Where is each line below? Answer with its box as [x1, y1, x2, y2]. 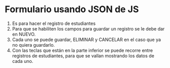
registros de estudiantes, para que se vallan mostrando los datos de [12, 52, 154, 59]
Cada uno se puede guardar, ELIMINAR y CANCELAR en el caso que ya [12, 37, 161, 43]
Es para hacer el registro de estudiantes [12, 20, 96, 26]
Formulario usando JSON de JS [5, 4, 139, 15]
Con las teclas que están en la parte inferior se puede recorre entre [12, 47, 153, 53]
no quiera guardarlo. [12, 42, 55, 48]
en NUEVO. [12, 31, 36, 37]
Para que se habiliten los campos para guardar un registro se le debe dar [12, 25, 165, 31]
